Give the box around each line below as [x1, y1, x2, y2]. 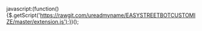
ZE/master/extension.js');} [6, 18, 72, 25]
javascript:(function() [6, 5, 59, 12]
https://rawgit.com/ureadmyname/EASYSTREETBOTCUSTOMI [40, 12, 196, 19]
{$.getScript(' [6, 12, 41, 19]
